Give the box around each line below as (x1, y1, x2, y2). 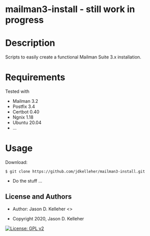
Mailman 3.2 (12, 98, 39, 104)
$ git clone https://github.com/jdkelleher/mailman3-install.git (5, 169, 145, 174)
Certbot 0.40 (12, 109, 40, 115)
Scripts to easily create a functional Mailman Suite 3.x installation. (5, 54, 141, 60)
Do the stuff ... (12, 178, 43, 184)
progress (5, 14, 44, 26)
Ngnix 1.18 (12, 114, 34, 121)
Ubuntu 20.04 (12, 120, 42, 126)
